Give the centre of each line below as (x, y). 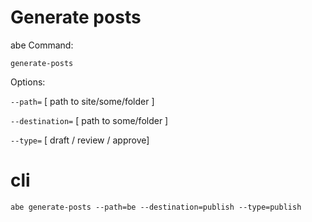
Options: (28, 82)
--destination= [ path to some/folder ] (89, 120)
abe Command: (42, 45)
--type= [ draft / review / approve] (80, 140)
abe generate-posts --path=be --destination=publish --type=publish (156, 207)
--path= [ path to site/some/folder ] (82, 101)
